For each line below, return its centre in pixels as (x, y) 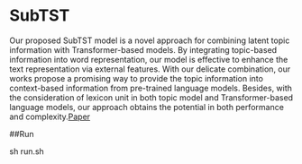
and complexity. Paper (50, 117)
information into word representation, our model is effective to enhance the (149, 59)
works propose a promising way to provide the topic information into (137, 78)
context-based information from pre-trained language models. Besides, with (151, 88)
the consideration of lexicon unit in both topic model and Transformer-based (151, 97)
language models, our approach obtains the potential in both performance (146, 107)
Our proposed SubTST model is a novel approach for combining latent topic (150, 40)
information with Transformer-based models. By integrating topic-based (143, 49)
